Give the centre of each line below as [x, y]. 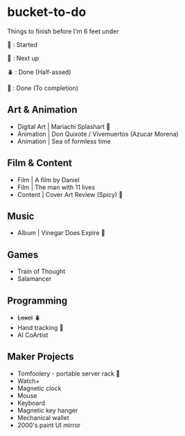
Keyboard [31, 403]
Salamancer [34, 279]
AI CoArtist [33, 335]
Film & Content [40, 163]
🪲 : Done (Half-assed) [39, 72]
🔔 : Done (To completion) [43, 88]
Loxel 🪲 [29, 317]
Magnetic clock [39, 388]
